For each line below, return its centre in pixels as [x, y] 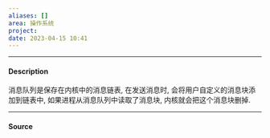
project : [23, 30]
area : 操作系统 [31, 23]
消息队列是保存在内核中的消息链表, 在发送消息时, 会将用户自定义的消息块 [129, 90]
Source [21, 127]
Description [29, 71]
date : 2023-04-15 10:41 [48, 38]
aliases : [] [28, 16]
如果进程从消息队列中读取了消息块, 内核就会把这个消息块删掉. [149, 100]
